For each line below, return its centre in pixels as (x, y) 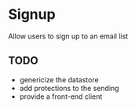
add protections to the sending (69, 88)
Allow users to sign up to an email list (68, 36)
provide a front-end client (61, 96)
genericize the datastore (59, 79)
